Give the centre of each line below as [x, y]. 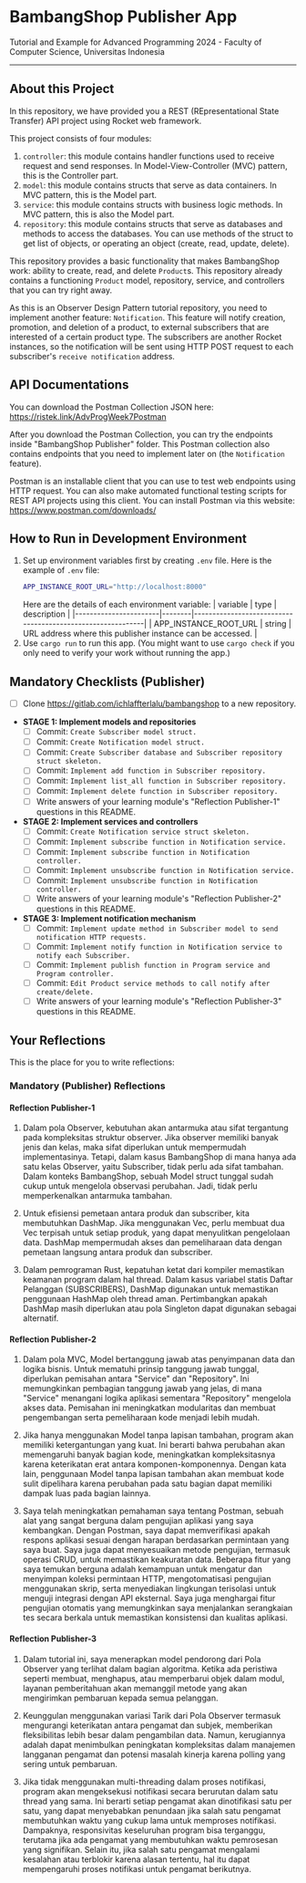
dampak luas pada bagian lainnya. [87, 1493]
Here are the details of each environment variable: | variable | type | [150, 605]
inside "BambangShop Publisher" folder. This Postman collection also [140, 443]
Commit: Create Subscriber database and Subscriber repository [159, 752]
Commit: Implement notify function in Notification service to [159, 947]
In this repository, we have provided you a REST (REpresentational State [144, 110]
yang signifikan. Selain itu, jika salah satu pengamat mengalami [141, 1849]
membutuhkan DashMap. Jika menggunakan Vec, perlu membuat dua [153, 1223]
